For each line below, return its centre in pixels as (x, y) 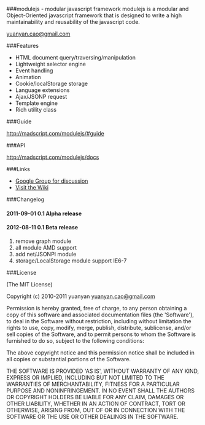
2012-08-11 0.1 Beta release (42, 228)
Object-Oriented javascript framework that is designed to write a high (94, 15)
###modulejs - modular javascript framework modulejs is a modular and (98, 9)
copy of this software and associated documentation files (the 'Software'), (100, 315)
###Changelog (25, 199)
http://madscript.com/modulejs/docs (53, 157)
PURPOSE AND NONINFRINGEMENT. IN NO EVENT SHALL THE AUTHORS (101, 390)
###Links (18, 169)
